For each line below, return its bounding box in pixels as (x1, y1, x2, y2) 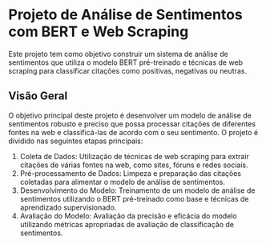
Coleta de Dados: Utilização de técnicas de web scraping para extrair (19, 151, 250, 161)
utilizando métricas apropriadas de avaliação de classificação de (19, 219, 235, 229)
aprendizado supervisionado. (19, 202, 117, 212)
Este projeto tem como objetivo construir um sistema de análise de (8, 49, 228, 58)
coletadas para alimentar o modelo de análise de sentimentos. (19, 177, 226, 186)
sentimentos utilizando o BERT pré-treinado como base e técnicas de (19, 194, 250, 203)
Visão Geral (8, 90, 68, 103)
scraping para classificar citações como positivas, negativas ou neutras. (8, 66, 247, 75)
